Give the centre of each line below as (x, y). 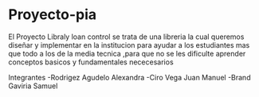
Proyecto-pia (53, 15)
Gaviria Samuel (33, 86)
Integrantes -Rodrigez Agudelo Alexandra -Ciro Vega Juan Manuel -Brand (129, 77)
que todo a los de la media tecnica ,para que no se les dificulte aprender (127, 53)
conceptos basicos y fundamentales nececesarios (91, 62)
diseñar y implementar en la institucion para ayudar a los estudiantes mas (129, 45)
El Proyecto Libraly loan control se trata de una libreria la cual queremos (126, 37)
